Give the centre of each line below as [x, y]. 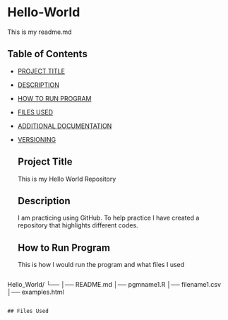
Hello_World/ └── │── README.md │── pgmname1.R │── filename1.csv [114, 285]
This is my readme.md [40, 32]
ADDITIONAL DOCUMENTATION [65, 126]
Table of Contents [48, 54]
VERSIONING [37, 139]
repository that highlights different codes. [78, 225]
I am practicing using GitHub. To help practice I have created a [108, 218]
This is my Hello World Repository [67, 179]
